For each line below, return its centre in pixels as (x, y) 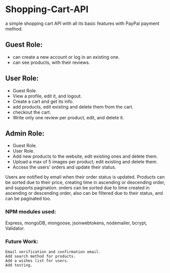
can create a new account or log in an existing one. (66, 57)
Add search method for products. (41, 256)
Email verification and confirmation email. (53, 252)
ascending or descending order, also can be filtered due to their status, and (84, 193)
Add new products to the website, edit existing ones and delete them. (85, 156)
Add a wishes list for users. (37, 261)
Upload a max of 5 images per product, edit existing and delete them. (85, 162)
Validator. (15, 228)
